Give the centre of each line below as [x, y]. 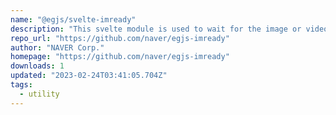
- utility [39, 94]
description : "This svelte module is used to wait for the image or [156, 29]
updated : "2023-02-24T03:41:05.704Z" [89, 76]
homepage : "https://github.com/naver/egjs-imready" [120, 57]
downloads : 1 [37, 66]
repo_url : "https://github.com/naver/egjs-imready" [120, 38]
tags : [21, 85]
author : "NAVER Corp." [57, 47]
